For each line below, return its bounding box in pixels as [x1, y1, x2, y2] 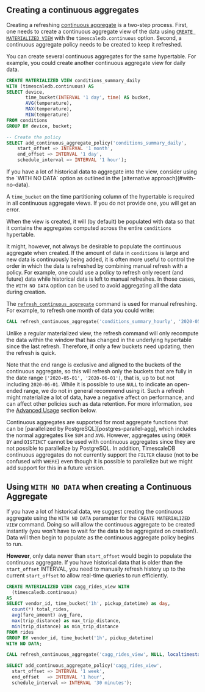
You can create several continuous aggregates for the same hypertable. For [6, 52, 196, 60]
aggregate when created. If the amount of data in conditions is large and [6, 249, 190, 257]
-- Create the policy [6, 134, 62, 140]
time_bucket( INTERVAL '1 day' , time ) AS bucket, [25, 94, 151, 101]
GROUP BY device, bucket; [6, 123, 72, 129]
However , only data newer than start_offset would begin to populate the [6, 552, 192, 560]
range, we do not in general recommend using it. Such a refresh [23, 387, 184, 394]
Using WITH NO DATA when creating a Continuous [6, 482, 192, 492]
